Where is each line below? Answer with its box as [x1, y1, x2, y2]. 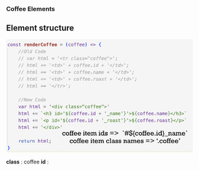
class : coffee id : [6, 158, 49, 165]
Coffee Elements [6, 5, 55, 13]
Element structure [6, 23, 75, 33]
